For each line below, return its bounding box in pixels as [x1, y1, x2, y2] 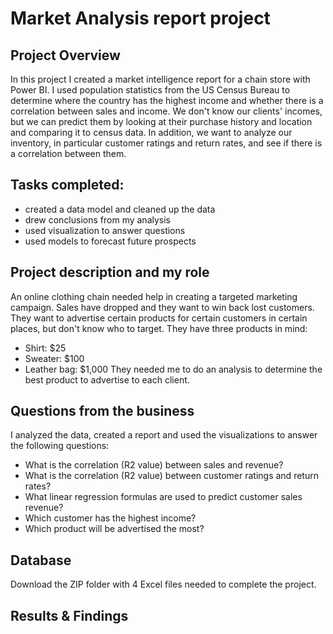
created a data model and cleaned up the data [24, 203, 216, 215]
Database [10, 552, 72, 569]
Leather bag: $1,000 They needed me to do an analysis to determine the [24, 363, 323, 375]
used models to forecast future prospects [24, 235, 197, 247]
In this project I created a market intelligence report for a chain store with [10, 73, 311, 85]
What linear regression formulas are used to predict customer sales [24, 491, 303, 503]
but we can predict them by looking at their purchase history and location [10, 116, 313, 127]
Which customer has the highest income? [24, 512, 197, 524]
